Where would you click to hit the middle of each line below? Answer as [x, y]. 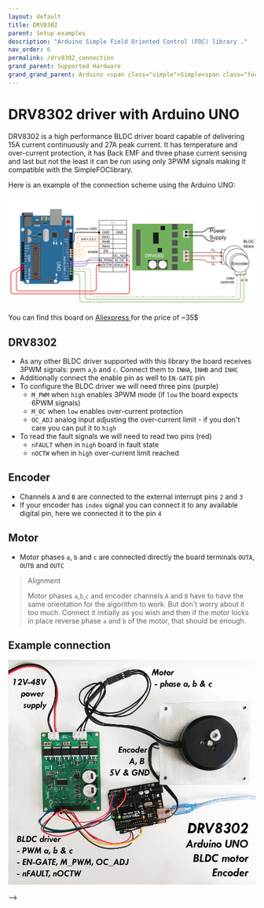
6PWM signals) [56, 403]
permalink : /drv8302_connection [61, 58]
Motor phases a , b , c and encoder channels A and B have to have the [135, 595]
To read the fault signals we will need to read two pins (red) [115, 436]
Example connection [60, 645]
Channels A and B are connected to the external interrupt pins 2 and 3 [131, 496]
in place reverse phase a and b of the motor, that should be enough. [137, 621]
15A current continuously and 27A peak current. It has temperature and [123, 145]
